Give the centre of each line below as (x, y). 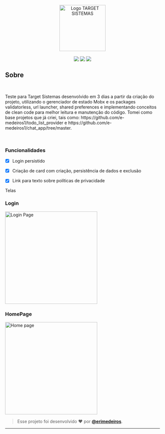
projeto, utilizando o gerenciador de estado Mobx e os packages (70, 101)
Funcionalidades (25, 150)
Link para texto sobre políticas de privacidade (58, 181)
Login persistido (28, 161)
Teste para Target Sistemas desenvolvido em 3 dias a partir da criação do (80, 97)
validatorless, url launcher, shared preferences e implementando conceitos (81, 107)
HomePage (18, 314)
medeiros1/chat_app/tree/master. (39, 128)
